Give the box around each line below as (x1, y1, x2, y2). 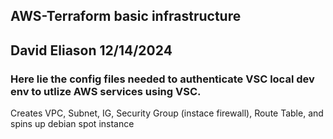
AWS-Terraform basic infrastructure (10, 8, 242, 25)
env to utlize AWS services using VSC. (10, 84, 202, 98)
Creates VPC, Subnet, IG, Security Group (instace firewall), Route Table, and (10, 107, 324, 119)
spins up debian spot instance (10, 118, 135, 130)
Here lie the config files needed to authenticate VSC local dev (10, 72, 315, 86)
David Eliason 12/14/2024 (10, 42, 173, 59)
